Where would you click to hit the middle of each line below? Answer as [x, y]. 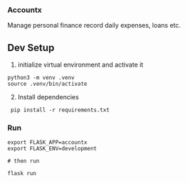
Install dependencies [48, 97]
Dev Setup [31, 48]
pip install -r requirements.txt [60, 110]
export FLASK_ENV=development [52, 149]
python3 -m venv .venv [41, 78]
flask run [22, 174]
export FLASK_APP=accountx [47, 143]
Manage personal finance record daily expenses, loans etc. [94, 26]
